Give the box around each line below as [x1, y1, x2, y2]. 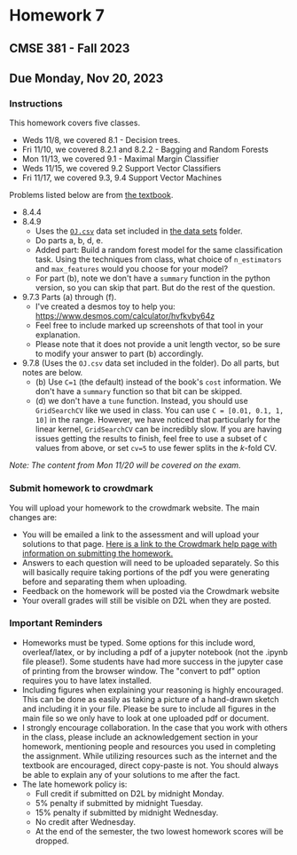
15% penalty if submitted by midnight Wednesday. [35, 807, 219, 818]
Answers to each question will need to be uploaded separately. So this [21, 557, 279, 568]
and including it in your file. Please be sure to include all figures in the [21, 703, 277, 714]
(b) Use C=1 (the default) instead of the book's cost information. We [35, 376, 282, 387]
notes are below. [21, 368, 83, 378]
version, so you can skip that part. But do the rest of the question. [35, 282, 276, 293]
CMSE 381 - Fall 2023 [9, 41, 130, 56]
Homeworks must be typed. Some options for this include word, [21, 637, 255, 648]
